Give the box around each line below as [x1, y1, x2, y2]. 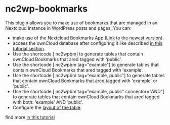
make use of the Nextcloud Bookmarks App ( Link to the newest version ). [12, 35, 164, 41]
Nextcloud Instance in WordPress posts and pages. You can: [5, 25, 132, 31]
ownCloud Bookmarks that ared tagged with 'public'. [12, 56, 122, 62]
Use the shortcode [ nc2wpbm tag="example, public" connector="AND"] [12, 88, 165, 94]
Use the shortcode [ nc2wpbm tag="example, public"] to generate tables [12, 72, 165, 78]
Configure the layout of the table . [12, 104, 82, 110]
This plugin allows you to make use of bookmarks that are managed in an [5, 20, 158, 26]
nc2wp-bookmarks [5, 3, 88, 15]
